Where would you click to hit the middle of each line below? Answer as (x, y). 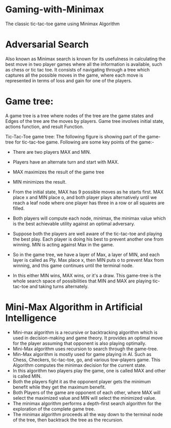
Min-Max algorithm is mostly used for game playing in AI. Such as (82, 354)
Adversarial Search (47, 44)
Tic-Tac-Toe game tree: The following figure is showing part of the (76, 136)
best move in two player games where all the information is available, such (84, 64)
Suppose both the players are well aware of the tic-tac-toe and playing (87, 234)
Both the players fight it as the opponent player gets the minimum (82, 381)
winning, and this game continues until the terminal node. (73, 265)
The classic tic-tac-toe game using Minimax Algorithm (63, 24)
